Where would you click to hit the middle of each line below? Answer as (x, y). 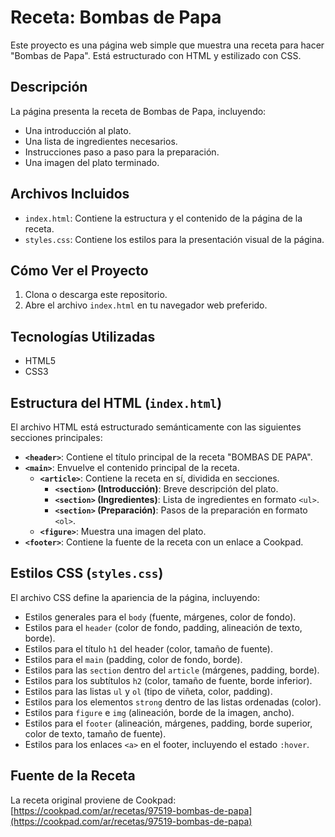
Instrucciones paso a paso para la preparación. (122, 152)
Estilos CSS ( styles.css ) (87, 573)
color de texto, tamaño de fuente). (95, 733)
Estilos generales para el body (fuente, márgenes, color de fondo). (160, 617)
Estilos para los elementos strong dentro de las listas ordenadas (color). (173, 702)
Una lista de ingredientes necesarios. (101, 141)
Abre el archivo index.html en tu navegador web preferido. (146, 305)
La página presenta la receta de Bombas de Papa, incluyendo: (138, 111)
